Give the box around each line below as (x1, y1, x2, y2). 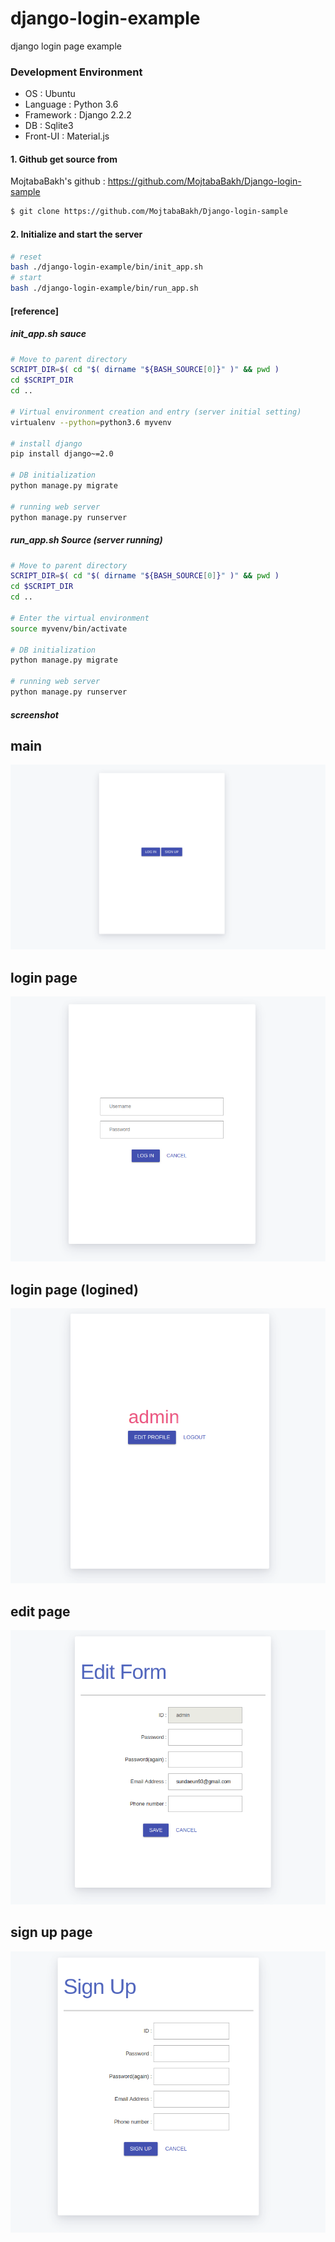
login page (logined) (10, 1281, 139, 1298)
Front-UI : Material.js (24, 130, 110, 142)
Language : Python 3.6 (24, 98, 119, 111)
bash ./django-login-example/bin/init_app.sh (10, 262, 203, 272)
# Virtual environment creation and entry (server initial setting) (10, 407, 302, 417)
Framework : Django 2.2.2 (24, 109, 132, 121)
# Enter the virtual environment (10, 613, 150, 623)
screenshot (10, 708, 59, 721)
